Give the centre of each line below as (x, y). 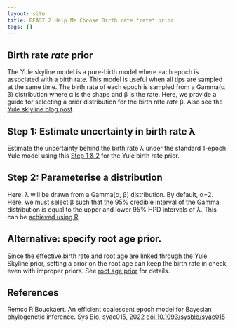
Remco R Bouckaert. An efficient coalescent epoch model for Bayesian (109, 310)
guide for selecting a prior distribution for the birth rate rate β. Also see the (115, 102)
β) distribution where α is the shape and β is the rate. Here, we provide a (112, 95)
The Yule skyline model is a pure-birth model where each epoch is (103, 72)
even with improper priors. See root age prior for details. (89, 271)
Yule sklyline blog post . (41, 109)
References (33, 293)
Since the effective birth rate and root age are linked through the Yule (107, 256)
